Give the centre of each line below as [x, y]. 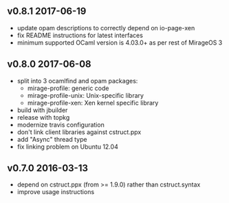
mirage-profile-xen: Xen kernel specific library [93, 103]
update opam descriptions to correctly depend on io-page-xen [106, 28]
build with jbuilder [42, 110]
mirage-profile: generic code [68, 88]
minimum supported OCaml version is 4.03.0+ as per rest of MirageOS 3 [120, 42]
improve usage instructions [56, 192]
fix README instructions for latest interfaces [80, 35]
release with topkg [43, 117]
